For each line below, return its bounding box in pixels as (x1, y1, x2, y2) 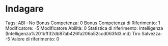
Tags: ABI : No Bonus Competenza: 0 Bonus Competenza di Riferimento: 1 (5, 20, 160, 26)
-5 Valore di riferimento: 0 (5, 36, 60, 42)
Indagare (5, 3, 44, 15)
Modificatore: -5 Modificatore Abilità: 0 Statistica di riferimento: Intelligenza (5, 25, 163, 31)
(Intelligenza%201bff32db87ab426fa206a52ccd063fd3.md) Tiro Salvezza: (5, 30, 162, 36)
